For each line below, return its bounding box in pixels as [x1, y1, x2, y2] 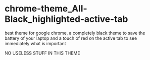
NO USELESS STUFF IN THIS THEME [4, 50, 80, 56]
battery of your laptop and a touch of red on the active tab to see [4, 35, 137, 41]
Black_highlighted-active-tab [4, 13, 128, 25]
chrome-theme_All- [4, 3, 88, 14]
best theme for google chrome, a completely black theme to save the [4, 30, 146, 36]
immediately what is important [4, 40, 66, 46]
